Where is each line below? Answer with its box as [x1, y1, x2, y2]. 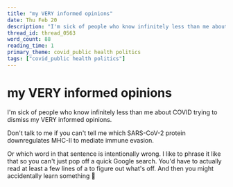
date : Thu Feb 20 [7, 17, 58, 24]
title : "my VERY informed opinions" [7, 10, 113, 17]
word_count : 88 [7, 36, 51, 43]
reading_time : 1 [7, 42, 54, 49]
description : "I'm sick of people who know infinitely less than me [7, 23, 209, 30]
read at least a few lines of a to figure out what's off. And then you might [7, 164, 214, 172]
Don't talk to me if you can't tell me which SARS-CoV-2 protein [7, 129, 186, 137]
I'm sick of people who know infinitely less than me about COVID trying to [7, 108, 218, 116]
